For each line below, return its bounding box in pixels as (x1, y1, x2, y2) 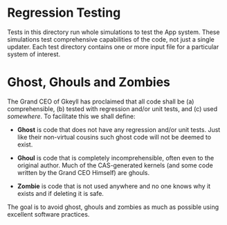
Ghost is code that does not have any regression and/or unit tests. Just (17, 125, 221, 133)
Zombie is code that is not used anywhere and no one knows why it (17, 182, 211, 190)
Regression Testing (7, 5, 121, 21)
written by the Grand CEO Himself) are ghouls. (17, 168, 150, 176)
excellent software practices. (7, 210, 90, 218)
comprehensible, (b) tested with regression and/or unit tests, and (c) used (7, 104, 218, 112)
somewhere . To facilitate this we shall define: (7, 112, 136, 120)
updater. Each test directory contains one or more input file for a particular (7, 42, 219, 51)
